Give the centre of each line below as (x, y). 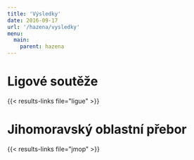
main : (22, 40)
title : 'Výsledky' (34, 14)
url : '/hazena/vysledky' (44, 27)
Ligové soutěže (53, 81)
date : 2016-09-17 (33, 20)
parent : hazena (42, 47)
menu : (15, 33)
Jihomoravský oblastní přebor (97, 129)
